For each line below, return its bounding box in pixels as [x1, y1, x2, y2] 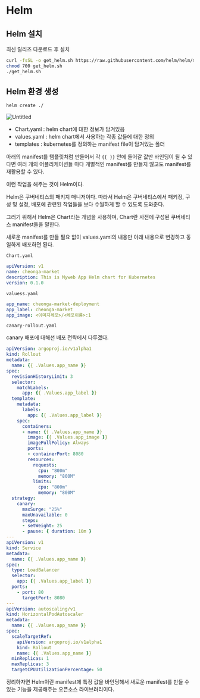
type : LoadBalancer [11, 567, 60, 573]
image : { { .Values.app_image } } [27, 434, 108, 440]
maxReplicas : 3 [11, 661, 49, 667]
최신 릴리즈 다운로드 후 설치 [6, 46, 70, 52]
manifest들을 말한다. [12, 221, 61, 228]
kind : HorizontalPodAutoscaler [6, 611, 84, 618]
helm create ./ [6, 102, 44, 109]
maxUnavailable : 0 [21, 512, 68, 518]
